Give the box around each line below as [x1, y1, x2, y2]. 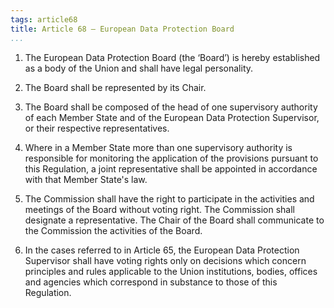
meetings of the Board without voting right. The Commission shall [24, 203, 296, 215]
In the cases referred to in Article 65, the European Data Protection [24, 244, 300, 256]
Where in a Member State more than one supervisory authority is [24, 141, 293, 153]
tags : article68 [10, 14, 78, 25]
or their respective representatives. [24, 122, 170, 134]
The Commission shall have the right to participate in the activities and [24, 192, 315, 205]
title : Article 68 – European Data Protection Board [10, 24, 235, 34]
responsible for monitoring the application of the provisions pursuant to [24, 152, 319, 164]
